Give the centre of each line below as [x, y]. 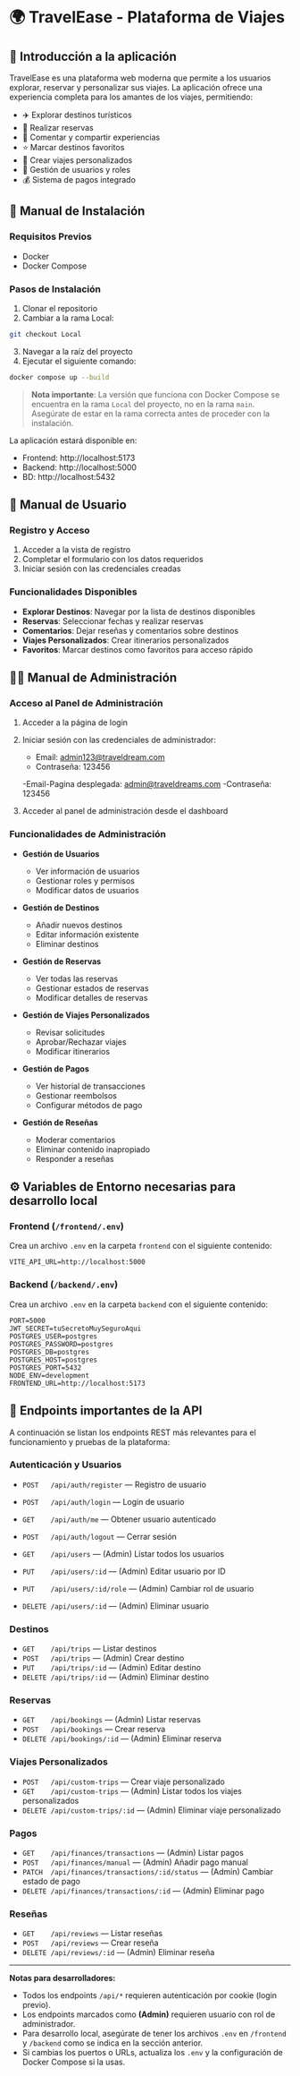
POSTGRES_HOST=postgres [54, 1360]
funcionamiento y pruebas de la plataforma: [90, 1441]
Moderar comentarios [75, 1140]
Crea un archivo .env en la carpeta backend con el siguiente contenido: [139, 1304]
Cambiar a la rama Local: [68, 318]
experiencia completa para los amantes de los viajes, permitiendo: [131, 97]
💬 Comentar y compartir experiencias [91, 137]
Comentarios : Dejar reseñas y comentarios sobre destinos [130, 630]
